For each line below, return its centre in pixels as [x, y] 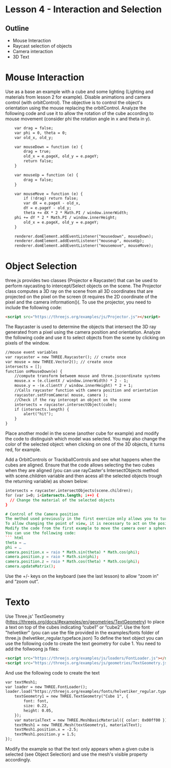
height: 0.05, [38, 711]
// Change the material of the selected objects [62, 500]
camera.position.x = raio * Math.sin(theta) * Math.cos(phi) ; [73, 552]
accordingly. [18, 760]
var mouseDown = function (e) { [49, 147]
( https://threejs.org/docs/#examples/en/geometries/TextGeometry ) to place [85, 621]
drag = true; [37, 152]
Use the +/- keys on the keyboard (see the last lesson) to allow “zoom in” [82, 576]
